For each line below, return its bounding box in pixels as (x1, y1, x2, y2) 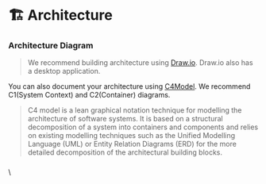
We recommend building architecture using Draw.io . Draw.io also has (27, 58, 253, 67)
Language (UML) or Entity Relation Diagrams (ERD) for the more (27, 140, 237, 149)
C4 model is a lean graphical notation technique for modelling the (27, 105, 242, 115)
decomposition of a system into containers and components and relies (27, 122, 259, 132)
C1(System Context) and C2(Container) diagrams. (8, 90, 171, 100)
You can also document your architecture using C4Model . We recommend (8, 82, 251, 91)
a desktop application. (27, 67, 101, 76)
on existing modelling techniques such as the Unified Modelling (27, 131, 236, 140)
